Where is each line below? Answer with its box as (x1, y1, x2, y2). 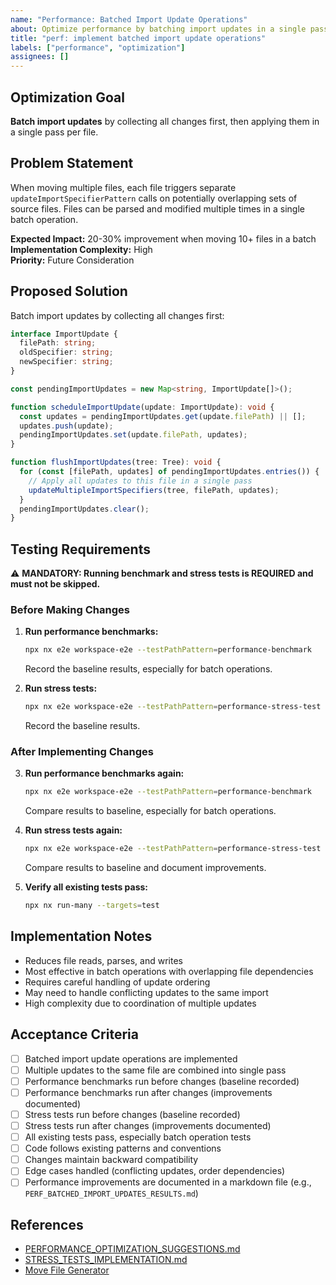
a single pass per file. (10, 126, 99, 138)
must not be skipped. (10, 578, 101, 590)
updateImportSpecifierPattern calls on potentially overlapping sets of (10, 192, 298, 204)
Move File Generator (24, 1264, 110, 1276)
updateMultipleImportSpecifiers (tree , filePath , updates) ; (28, 485, 280, 495)
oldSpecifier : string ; (19, 347, 114, 358)
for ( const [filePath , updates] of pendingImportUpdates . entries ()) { (19, 467, 320, 477)
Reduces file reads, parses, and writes (24, 954, 183, 966)
